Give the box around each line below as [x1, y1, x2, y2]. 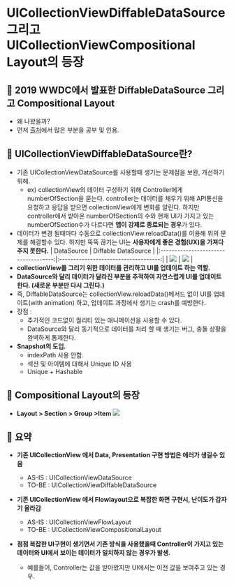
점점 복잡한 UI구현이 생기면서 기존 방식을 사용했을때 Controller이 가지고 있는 [16, 540, 224, 549]
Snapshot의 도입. [16, 342, 66, 350]
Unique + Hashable [27, 367, 83, 376]
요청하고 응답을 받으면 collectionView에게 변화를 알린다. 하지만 [27, 202, 200, 211]
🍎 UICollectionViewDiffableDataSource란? [6, 148, 193, 160]
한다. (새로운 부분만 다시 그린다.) [16, 281, 105, 289]
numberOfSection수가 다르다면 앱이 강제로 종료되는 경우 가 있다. [27, 220, 203, 228]
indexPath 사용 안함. [27, 350, 85, 359]
